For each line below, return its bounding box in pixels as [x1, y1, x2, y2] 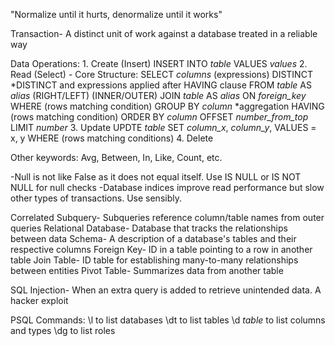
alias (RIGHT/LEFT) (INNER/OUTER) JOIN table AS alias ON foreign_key [10, 90, 307, 101]
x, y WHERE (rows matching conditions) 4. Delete [10, 132, 214, 144]
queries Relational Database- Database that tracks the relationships [10, 222, 288, 234]
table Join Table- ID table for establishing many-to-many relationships [10, 254, 299, 266]
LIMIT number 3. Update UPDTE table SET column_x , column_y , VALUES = [10, 122, 317, 133]
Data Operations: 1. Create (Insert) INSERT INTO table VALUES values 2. [10, 58, 308, 69]
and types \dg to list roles [10, 325, 116, 336]
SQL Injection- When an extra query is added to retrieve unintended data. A [10, 284, 322, 296]
